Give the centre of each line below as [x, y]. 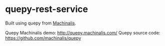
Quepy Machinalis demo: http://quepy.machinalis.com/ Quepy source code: [83, 32]
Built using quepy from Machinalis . [41, 23]
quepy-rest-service [47, 9]
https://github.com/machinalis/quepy [43, 38]
